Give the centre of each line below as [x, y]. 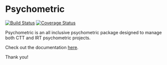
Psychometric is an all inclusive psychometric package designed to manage [83, 32]
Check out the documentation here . [42, 47]
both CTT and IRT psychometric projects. [48, 38]
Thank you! [17, 57]
